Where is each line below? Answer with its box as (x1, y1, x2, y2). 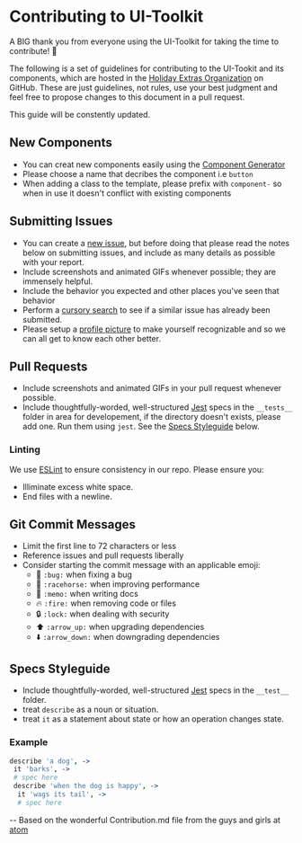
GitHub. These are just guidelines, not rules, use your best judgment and (9, 82, 279, 93)
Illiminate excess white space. (22, 481, 133, 492)
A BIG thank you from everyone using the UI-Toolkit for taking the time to (9, 36, 280, 47)
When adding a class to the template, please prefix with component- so (22, 178, 282, 189)
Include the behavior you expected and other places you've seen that (22, 285, 280, 296)
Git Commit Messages (9, 517, 137, 532)
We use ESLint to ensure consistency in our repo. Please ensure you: (9, 464, 264, 475)
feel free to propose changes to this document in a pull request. (9, 92, 245, 102)
